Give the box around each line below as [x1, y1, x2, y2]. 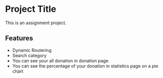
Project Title [5, 3, 56, 15]
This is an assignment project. [5, 20, 67, 26]
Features [5, 34, 33, 42]
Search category [12, 52, 47, 58]
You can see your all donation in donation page [12, 58, 109, 64]
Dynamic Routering [12, 47, 52, 53]
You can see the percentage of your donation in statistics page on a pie [12, 63, 159, 69]
